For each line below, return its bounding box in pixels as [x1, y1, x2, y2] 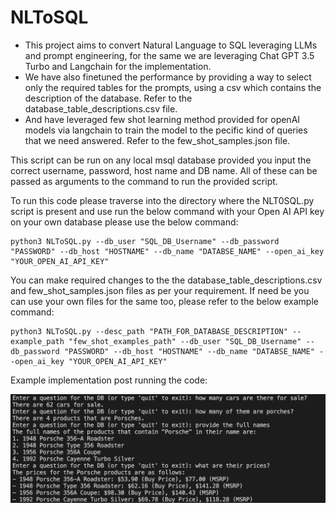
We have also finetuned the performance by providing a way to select [24, 71, 312, 83]
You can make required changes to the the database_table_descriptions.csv [10, 274, 323, 286]
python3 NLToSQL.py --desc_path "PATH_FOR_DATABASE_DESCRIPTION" [10, 326, 288, 336]
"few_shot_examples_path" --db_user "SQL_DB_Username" [68, 336, 302, 346]
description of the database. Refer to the [24, 92, 193, 104]
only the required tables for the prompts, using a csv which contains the [24, 81, 322, 93]
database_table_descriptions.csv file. [24, 102, 178, 115]
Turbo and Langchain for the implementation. [24, 60, 212, 72]
